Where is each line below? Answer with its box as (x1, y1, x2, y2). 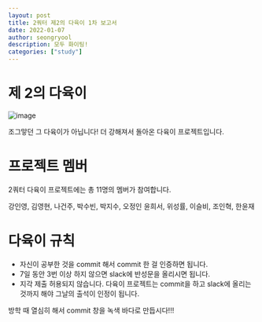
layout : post (8, 11, 51, 20)
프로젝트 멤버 (8, 158, 88, 175)
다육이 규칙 (8, 232, 76, 250)
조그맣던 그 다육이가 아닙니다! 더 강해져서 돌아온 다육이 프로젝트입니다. (8, 126, 224, 136)
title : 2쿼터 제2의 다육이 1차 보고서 (8, 19, 117, 27)
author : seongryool (8, 33, 72, 42)
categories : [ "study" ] (8, 48, 83, 56)
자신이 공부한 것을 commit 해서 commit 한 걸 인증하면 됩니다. (19, 259, 208, 269)
